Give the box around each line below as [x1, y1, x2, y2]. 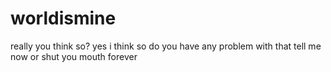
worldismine [10, 7, 117, 30]
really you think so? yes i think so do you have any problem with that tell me [10, 40, 322, 52]
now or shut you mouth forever [10, 50, 138, 62]
